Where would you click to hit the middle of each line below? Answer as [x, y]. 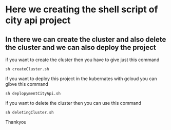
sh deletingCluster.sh [30, 113]
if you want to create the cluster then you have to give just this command [82, 60]
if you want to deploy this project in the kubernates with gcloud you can [81, 79]
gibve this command [27, 84]
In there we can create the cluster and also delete [86, 39]
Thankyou [16, 122]
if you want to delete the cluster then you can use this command [73, 103]
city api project [38, 20]
